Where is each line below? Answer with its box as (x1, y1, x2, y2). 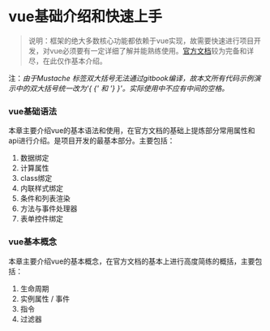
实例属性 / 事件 (19, 294, 71, 303)
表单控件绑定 (19, 214, 63, 224)
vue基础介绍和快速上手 (8, 7, 162, 26)
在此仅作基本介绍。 (42, 56, 107, 66)
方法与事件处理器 (19, 204, 78, 213)
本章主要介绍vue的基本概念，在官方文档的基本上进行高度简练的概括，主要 (8, 256, 255, 266)
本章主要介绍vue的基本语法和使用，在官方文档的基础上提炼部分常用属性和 (8, 126, 255, 135)
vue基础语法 (8, 105, 58, 117)
